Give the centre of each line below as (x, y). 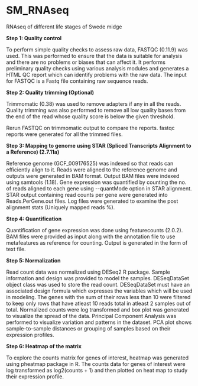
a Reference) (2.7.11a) (33, 152)
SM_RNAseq (38, 10)
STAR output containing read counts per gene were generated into (87, 194)
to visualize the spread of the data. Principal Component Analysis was (91, 316)
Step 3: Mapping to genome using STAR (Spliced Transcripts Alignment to (99, 145)
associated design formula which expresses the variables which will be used (99, 291)
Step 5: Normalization (33, 260)
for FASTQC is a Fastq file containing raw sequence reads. (77, 81)
